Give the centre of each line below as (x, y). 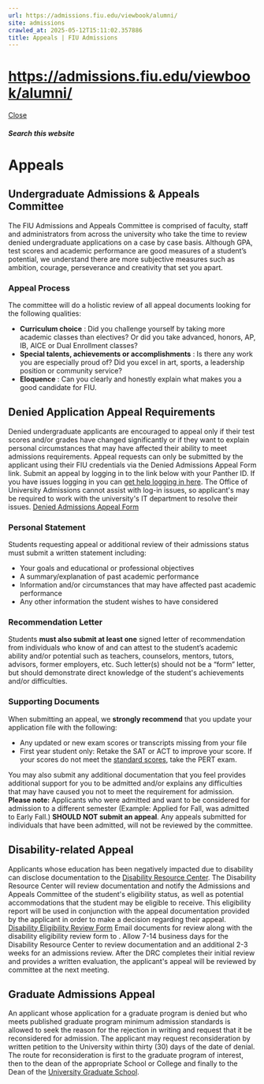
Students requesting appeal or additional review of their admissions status (129, 545)
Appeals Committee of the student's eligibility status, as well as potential (126, 894)
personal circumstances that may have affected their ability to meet (117, 448)
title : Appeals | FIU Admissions (63, 38)
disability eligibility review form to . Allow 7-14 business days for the (118, 936)
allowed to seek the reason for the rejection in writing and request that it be (130, 1030)
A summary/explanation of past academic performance (109, 576)
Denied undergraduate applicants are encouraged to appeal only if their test (132, 431)
